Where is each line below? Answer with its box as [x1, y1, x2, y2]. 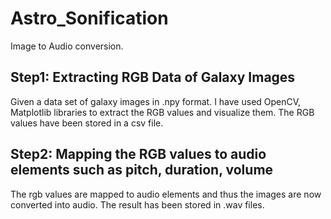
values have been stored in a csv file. [10, 117, 164, 129]
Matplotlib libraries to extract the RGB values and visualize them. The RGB [10, 106, 315, 118]
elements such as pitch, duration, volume [10, 162, 274, 179]
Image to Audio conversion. [10, 40, 124, 52]
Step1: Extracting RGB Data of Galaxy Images [10, 69, 296, 86]
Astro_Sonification [10, 7, 169, 30]
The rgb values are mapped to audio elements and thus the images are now [10, 188, 322, 200]
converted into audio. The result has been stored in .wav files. [10, 198, 265, 211]
